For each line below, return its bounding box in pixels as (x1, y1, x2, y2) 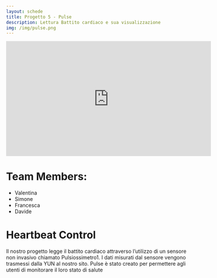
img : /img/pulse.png (6, 25, 57, 31)
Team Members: (6, 170, 87, 183)
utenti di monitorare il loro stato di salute (6, 266, 104, 273)
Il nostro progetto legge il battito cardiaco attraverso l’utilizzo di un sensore (6, 248, 187, 255)
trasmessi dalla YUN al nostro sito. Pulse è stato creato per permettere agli (6, 260, 186, 267)
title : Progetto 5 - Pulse (6, 14, 72, 20)
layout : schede (6, 8, 43, 15)
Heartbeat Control (6, 228, 97, 242)
